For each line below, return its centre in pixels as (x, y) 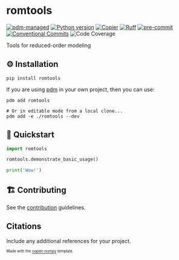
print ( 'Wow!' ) (24, 170)
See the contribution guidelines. (46, 208)
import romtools (27, 148)
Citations (24, 227)
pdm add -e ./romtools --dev (43, 116)
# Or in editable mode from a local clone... (64, 111)
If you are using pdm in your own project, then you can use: (80, 89)
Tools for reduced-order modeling (49, 45)
